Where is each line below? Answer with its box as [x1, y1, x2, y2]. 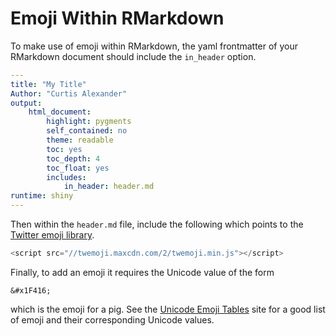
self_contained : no [46, 126, 128, 136]
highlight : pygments [46, 117, 132, 127]
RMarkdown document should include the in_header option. [10, 50, 257, 62]
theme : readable [46, 135, 114, 146]
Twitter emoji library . [10, 229, 95, 241]
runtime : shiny [10, 191, 74, 201]
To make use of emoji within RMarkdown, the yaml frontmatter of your [10, 40, 299, 52]
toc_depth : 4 [46, 153, 101, 164]
